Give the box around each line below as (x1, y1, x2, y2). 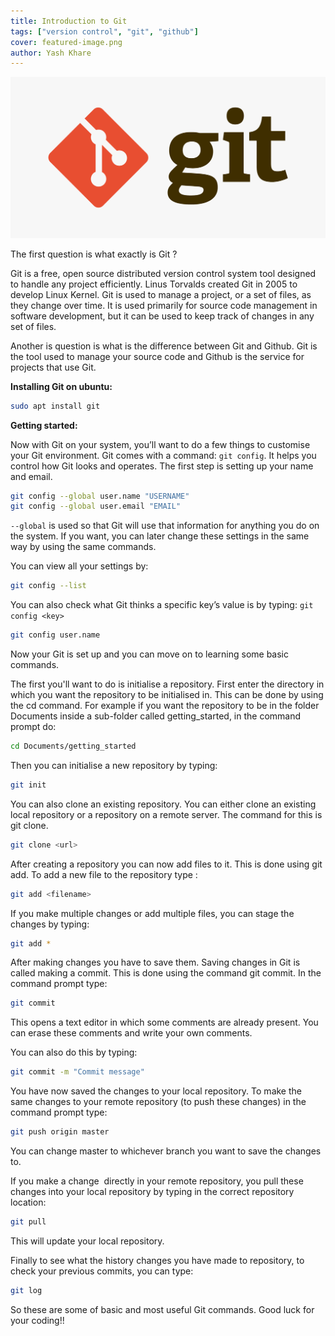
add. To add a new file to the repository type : (10, 868, 198, 880)
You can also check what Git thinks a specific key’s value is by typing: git (10, 599, 314, 611)
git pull (10, 1217, 47, 1227)
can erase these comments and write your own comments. (10, 1027, 253, 1039)
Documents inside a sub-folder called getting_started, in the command (10, 710, 302, 722)
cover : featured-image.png (10, 37, 123, 47)
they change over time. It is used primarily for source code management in (10, 299, 318, 311)
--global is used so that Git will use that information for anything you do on (10, 520, 320, 532)
